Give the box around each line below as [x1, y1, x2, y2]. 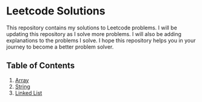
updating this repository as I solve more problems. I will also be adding [6, 30, 182, 37]
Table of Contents [6, 61, 75, 71]
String [14, 83, 31, 90]
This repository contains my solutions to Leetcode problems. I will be [6, 24, 177, 31]
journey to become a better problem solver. [6, 43, 114, 50]
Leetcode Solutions [6, 4, 106, 18]
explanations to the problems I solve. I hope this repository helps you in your [6, 37, 196, 44]
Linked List [14, 89, 42, 97]
